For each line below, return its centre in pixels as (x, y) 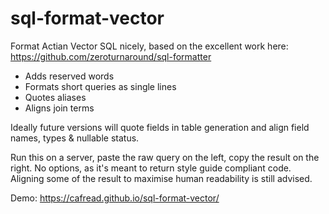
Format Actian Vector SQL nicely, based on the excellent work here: (149, 46)
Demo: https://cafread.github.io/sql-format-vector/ (115, 198)
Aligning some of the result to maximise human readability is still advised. (161, 178)
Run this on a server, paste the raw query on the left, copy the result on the (165, 157)
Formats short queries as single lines (100, 86)
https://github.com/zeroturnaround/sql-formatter (111, 56)
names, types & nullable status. (75, 138)
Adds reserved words (69, 76)
